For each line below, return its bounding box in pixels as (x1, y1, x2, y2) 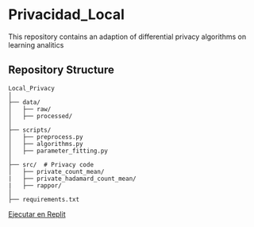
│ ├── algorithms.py (8, 140, 83, 148)
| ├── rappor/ (8, 181, 62, 190)
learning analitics (8, 40, 64, 49)
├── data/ (8, 98, 41, 106)
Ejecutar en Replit (8, 209, 66, 219)
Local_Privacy (8, 84, 56, 92)
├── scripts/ (8, 125, 52, 134)
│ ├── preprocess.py (8, 133, 83, 140)
